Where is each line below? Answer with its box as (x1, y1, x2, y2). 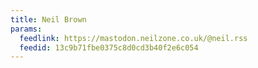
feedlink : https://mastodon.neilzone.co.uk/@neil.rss (19, 33, 248, 43)
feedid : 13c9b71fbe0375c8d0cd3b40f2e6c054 (19, 42, 199, 53)
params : (10, 24, 43, 34)
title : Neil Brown (10, 14, 87, 25)
